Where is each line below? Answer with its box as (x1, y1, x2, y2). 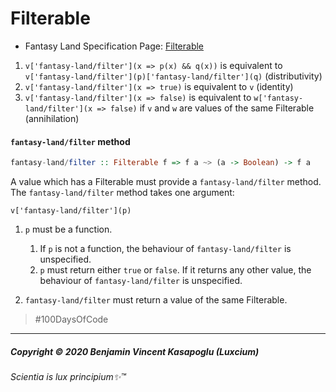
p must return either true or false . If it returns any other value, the (39, 264, 312, 276)
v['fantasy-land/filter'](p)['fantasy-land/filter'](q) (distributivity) (24, 70, 323, 82)
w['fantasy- (253, 93, 304, 103)
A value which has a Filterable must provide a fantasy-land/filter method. (10, 176, 322, 188)
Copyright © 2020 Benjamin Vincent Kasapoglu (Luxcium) (10, 345, 260, 357)
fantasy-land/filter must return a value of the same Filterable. (24, 294, 288, 306)
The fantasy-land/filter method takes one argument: (10, 187, 235, 199)
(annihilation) (24, 112, 80, 124)
